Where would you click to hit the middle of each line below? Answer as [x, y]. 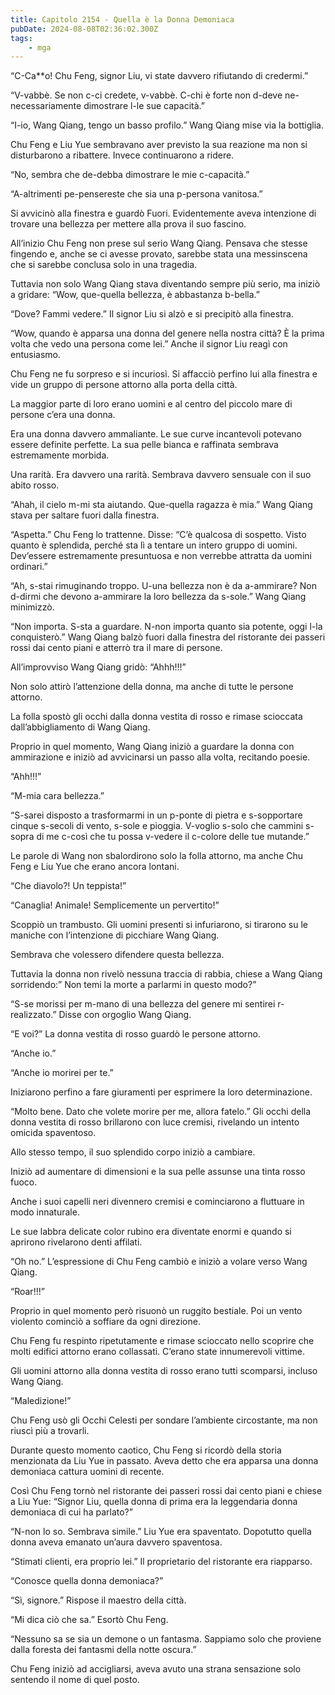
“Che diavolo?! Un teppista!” [68, 886]
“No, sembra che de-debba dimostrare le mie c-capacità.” [130, 175]
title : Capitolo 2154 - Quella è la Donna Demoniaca [122, 19]
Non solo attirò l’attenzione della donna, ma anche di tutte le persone [152, 687]
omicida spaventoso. [53, 1133]
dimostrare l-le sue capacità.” [144, 106]
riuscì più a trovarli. [50, 1431]
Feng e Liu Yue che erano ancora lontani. [95, 867]
